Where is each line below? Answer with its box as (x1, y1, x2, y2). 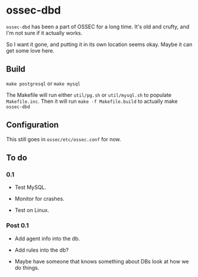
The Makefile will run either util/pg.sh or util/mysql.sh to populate (6, 91, 172, 98)
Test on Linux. (14, 207, 49, 214)
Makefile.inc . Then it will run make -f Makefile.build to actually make (6, 97, 178, 105)
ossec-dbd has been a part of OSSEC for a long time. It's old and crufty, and (6, 23, 190, 30)
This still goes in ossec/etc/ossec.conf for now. (6, 135, 121, 142)
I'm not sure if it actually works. (6, 29, 83, 36)
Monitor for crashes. (14, 195, 65, 203)
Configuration (6, 120, 59, 130)
